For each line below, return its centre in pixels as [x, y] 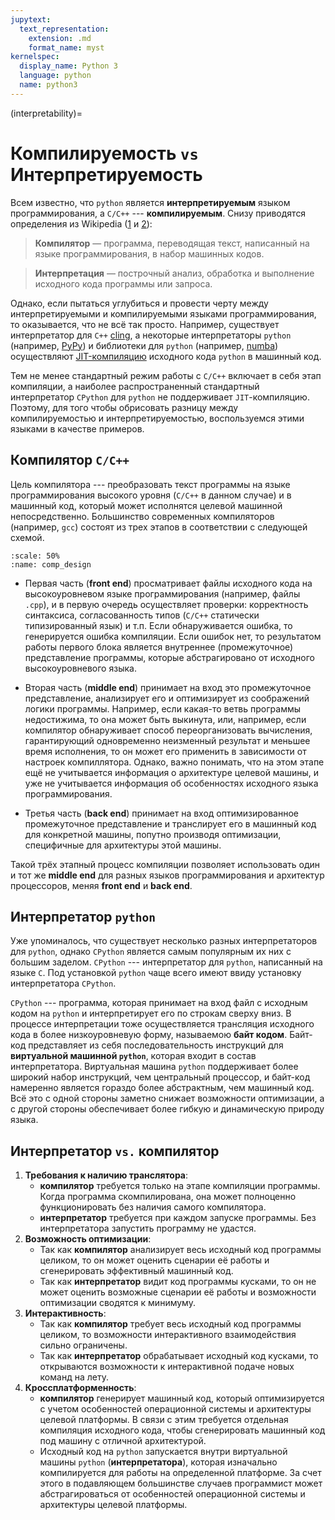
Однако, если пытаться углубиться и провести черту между [139, 303]
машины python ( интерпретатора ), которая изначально [158, 1462]
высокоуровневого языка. [80, 668]
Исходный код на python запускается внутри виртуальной [163, 1452]
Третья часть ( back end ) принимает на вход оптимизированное [162, 813]
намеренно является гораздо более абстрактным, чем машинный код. [162, 1088]
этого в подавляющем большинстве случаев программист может [181, 1483]
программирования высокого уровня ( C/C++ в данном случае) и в [151, 495]
